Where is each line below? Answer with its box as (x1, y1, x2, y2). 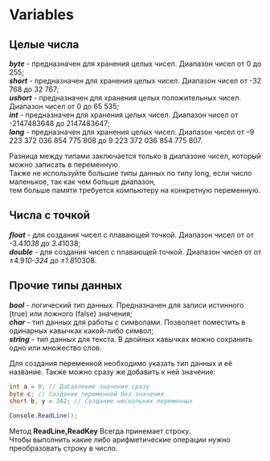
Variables (9, 6, 75, 24)
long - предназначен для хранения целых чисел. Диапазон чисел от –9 (9, 127, 255, 137)
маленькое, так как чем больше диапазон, (9, 177, 156, 186)
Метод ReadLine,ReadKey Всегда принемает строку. (9, 426, 191, 436)
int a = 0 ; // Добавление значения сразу (9, 382, 150, 390)
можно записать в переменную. (9, 160, 121, 169)
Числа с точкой (9, 209, 91, 222)
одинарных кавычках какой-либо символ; (9, 325, 154, 335)
